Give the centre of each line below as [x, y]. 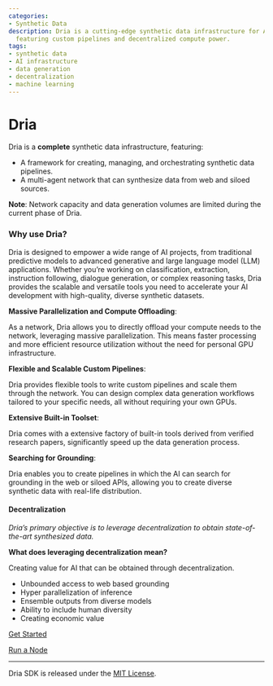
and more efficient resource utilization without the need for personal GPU [131, 344]
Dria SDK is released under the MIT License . [82, 673]
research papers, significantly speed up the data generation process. [124, 442]
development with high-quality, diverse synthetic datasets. [106, 295]
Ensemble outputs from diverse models [86, 600]
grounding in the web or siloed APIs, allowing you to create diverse [121, 482]
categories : [28, 16]
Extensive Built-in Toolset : [54, 417]
